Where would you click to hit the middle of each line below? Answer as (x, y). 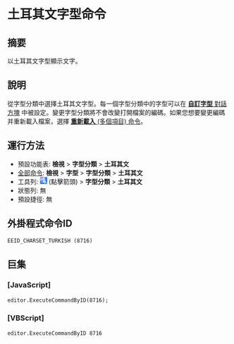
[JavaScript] (29, 285)
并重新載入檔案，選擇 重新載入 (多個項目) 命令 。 (77, 121)
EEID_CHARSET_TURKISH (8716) (50, 241)
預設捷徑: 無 (35, 199)
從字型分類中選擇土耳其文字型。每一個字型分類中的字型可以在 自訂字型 (110, 104)
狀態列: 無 (32, 190)
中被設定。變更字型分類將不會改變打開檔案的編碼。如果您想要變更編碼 (123, 112)
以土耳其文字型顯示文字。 (44, 61)
